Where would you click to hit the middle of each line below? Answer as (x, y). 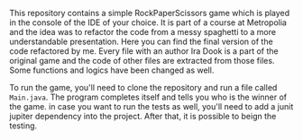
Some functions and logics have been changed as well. (112, 70)
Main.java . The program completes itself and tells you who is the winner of (148, 97)
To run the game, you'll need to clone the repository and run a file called (143, 87)
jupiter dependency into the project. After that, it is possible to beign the (143, 116)
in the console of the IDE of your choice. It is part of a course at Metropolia (148, 22)
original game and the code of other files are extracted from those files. (142, 61)
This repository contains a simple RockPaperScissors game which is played (150, 13)
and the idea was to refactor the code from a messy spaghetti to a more (143, 32)
